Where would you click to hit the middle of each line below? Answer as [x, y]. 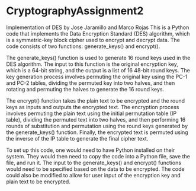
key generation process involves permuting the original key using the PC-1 [97, 77]
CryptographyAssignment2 [75, 11]
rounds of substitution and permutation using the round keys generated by [97, 126]
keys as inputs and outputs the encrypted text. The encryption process [93, 107]
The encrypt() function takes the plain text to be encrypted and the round [96, 101]
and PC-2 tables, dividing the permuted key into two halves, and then [91, 83]
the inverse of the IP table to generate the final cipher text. [77, 138]
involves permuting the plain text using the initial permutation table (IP [91, 113]
